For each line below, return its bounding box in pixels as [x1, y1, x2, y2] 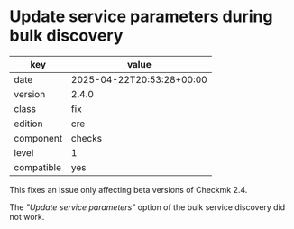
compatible [14, 160, 61, 173]
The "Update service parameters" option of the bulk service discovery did [9, 201, 286, 213]
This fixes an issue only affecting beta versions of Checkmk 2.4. [9, 184, 248, 195]
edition [14, 117, 43, 130]
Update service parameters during [9, 6, 273, 27]
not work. [9, 211, 45, 222]
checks [70, 132, 102, 144]
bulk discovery [9, 25, 124, 46]
